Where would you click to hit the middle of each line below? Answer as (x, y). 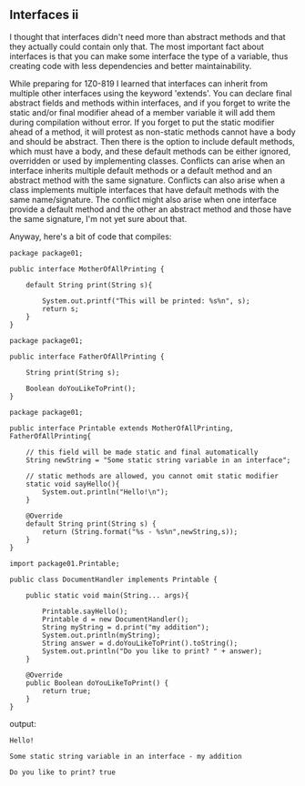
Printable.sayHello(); (85, 611)
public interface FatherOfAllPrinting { (87, 357)
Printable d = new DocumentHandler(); (116, 619)
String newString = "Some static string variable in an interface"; (158, 460)
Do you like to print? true (63, 772)
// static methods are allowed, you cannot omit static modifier (152, 476)
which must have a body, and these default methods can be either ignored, (150, 151)
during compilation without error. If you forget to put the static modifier (142, 122)
